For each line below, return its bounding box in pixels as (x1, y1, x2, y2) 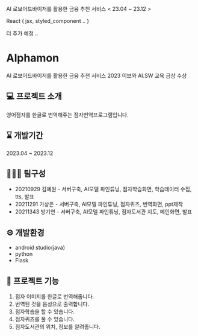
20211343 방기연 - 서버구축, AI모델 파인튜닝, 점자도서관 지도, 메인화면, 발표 (14, 208, 193, 215)
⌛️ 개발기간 (6, 130, 43, 141)
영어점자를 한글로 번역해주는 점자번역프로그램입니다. (6, 111, 129, 118)
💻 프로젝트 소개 (6, 91, 62, 101)
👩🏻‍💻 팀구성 (6, 168, 46, 179)
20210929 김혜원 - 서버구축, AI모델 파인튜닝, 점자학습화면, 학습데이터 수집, (14, 186, 192, 193)
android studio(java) (14, 244, 65, 252)
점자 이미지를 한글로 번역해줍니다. (14, 293, 94, 300)
